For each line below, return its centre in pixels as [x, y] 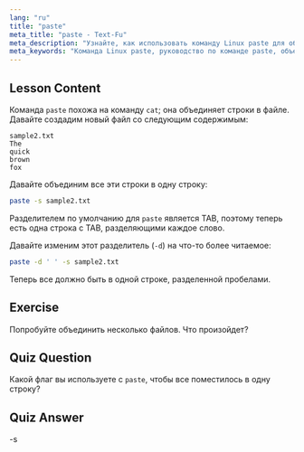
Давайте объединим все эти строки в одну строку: [109, 184]
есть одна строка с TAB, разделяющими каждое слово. [117, 228]
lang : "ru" [30, 18]
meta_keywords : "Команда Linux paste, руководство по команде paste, [143, 52]
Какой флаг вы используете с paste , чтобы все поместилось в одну [140, 380]
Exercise [34, 308]
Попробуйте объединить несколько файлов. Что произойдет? [129, 329]
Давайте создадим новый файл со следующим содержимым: [129, 119]
